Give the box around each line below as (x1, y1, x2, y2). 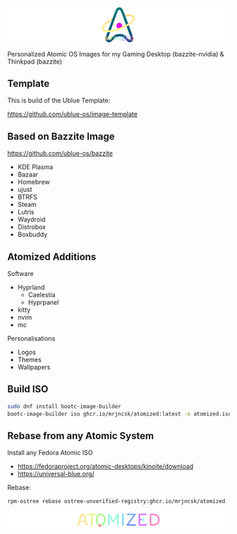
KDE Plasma (17, 163, 54, 171)
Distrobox (17, 223, 46, 231)
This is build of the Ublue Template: (7, 96, 111, 105)
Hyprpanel (28, 298, 59, 307)
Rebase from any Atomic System (7, 430, 154, 442)
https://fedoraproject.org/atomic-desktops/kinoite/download (17, 462, 194, 471)
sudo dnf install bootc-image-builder (7, 403, 121, 410)
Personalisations (7, 334, 56, 343)
